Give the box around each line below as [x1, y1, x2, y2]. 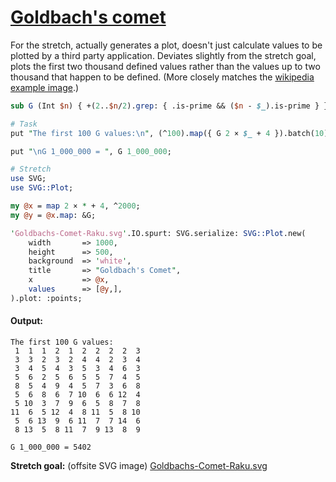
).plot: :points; [10, 293, 83, 303]
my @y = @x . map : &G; [10, 210, 97, 220]
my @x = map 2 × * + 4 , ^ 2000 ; [10, 201, 141, 211]
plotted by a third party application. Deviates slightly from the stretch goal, [10, 49, 317, 61]
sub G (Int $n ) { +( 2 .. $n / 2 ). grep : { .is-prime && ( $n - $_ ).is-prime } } [10, 101, 329, 111]
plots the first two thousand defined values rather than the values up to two [10, 60, 321, 72]
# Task [10, 119, 38, 129]
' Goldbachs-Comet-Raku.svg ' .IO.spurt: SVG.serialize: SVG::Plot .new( [10, 228, 307, 238]
